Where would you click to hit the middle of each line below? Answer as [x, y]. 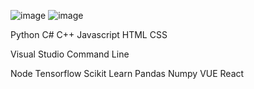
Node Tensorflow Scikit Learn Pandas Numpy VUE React [127, 73]
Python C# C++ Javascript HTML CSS [89, 34]
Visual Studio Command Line [70, 54]
